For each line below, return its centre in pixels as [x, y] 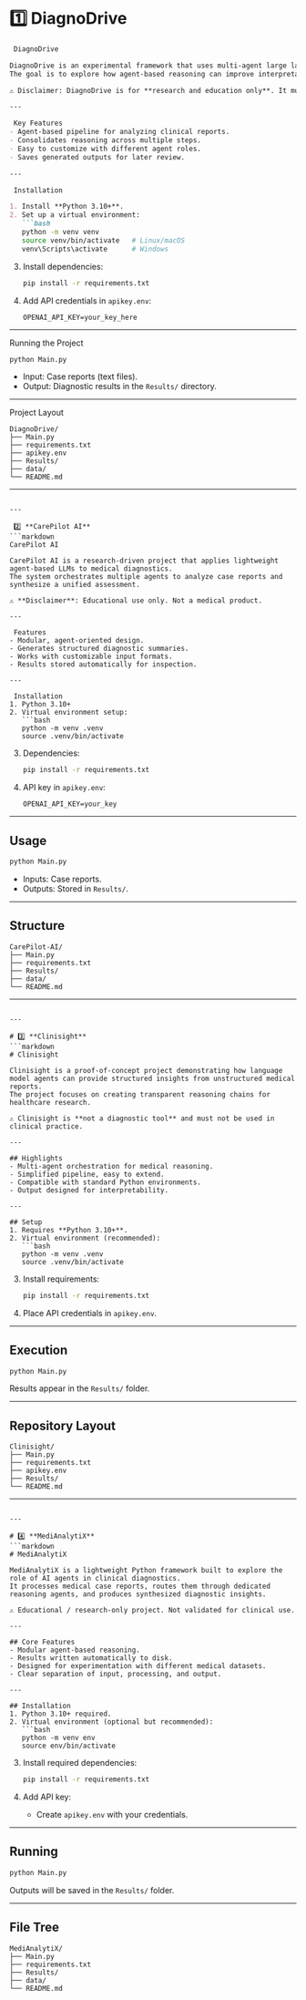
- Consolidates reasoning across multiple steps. [106, 140]
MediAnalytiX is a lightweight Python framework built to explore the [146, 1571]
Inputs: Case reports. [62, 879]
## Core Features [42, 1643]
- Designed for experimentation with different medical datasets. [138, 1666]
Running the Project [46, 343]
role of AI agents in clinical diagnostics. [95, 1579]
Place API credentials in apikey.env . [90, 1313]
